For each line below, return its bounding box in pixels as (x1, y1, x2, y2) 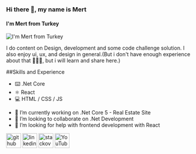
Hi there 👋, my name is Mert (6, 5, 87, 14)
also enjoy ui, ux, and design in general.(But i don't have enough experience (6, 51, 191, 58)
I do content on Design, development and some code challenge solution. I (6, 44, 185, 52)
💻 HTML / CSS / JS (14, 96, 63, 103)
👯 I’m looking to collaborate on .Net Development (14, 115, 134, 123)
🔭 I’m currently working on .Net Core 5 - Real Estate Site (14, 109, 151, 116)
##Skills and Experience (6, 68, 65, 76)
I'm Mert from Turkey (6, 20, 59, 27)
